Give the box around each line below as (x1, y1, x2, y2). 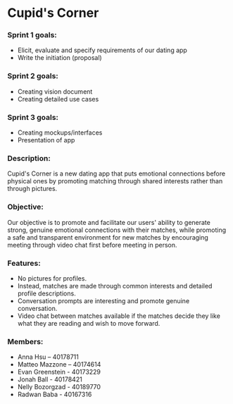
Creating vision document (17, 87, 93, 96)
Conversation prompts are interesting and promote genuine (17, 296, 190, 305)
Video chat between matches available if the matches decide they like (17, 312, 220, 320)
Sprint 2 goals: (7, 71, 58, 81)
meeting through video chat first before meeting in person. (7, 240, 177, 249)
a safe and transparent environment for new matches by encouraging (7, 233, 209, 241)
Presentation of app (17, 136, 75, 145)
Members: (7, 336, 44, 346)
